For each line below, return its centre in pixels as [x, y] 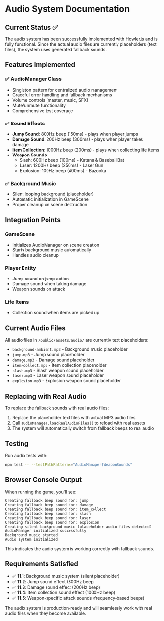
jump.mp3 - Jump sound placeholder [48, 355]
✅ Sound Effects [25, 123]
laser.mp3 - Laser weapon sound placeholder [58, 375]
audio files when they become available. [46, 613]
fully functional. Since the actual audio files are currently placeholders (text [81, 44]
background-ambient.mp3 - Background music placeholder [70, 349]
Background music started [31, 535]
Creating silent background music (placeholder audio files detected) [79, 527]
